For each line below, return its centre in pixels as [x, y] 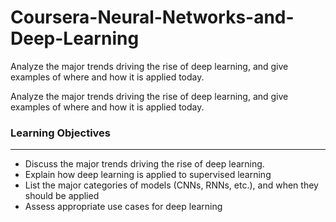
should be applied [62, 196]
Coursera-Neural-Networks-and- [152, 17]
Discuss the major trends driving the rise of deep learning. [144, 164]
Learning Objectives [61, 133]
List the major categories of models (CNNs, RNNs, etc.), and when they [171, 185]
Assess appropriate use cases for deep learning [123, 207]
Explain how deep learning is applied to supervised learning [148, 175]
